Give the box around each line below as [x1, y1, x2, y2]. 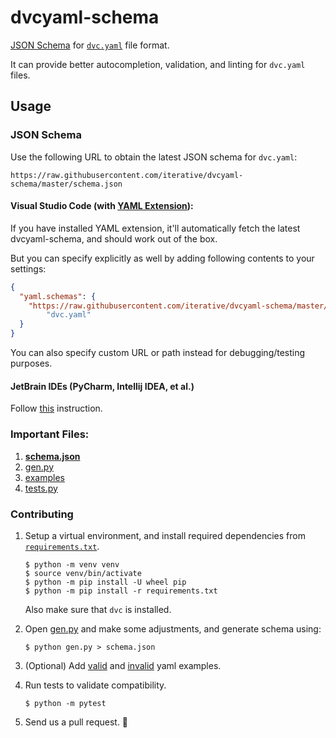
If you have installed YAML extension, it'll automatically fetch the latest [10, 222, 301, 234]
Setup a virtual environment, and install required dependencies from [24, 529, 306, 541]
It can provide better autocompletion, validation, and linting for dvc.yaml [10, 58, 306, 70]
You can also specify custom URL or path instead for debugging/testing [10, 347, 306, 359]
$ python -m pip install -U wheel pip [24, 577, 187, 587]
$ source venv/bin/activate [24, 568, 142, 578]
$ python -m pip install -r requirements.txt [24, 586, 218, 596]
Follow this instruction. [10, 402, 103, 415]
